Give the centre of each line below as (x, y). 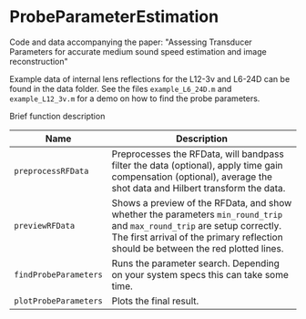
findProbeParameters (58, 274)
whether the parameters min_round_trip (197, 214)
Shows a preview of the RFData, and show (202, 202)
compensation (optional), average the (192, 177)
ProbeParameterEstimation (114, 17)
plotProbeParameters (58, 301)
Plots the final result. (155, 301)
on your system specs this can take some (200, 274)
